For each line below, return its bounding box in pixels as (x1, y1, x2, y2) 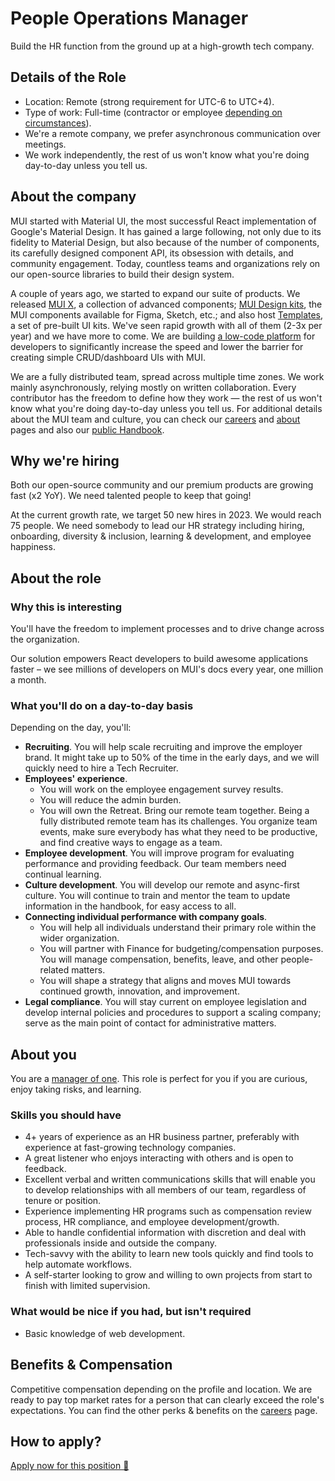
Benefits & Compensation (10, 1357, 173, 1374)
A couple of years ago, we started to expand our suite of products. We (10, 287, 301, 299)
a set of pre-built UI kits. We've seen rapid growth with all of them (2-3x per (10, 319, 323, 331)
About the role (10, 570, 102, 587)
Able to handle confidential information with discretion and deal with (24, 1227, 307, 1239)
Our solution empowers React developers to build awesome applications (10, 653, 309, 665)
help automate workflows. (24, 1258, 133, 1271)
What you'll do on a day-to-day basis (10, 698, 194, 712)
